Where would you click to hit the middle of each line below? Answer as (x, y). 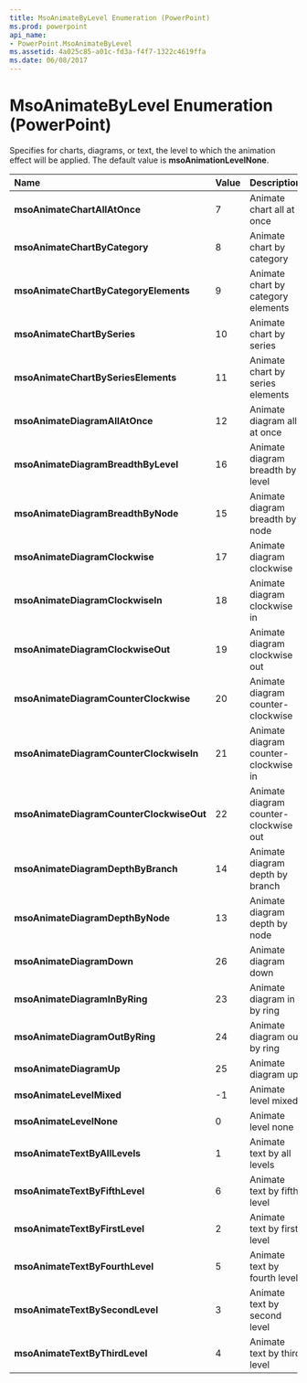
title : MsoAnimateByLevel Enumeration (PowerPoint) (110, 18)
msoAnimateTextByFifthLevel (79, 1191)
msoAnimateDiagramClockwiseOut (92, 649)
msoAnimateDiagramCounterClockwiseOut (111, 814)
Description (275, 182)
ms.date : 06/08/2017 (49, 60)
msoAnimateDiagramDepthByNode (92, 918)
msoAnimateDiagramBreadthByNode (96, 513)
